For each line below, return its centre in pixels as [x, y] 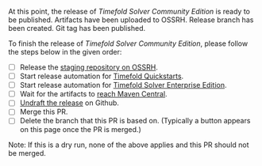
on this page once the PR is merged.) [80, 130]
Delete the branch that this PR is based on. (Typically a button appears [135, 121]
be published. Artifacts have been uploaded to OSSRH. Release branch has [131, 20]
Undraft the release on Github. [69, 103]
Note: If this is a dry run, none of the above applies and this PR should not [129, 145]
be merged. [27, 153]
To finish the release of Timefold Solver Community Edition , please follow [128, 43]
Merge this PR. [44, 112]
